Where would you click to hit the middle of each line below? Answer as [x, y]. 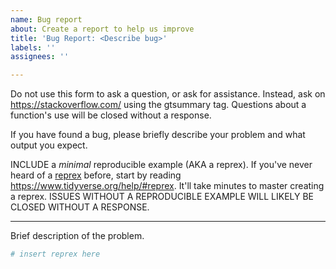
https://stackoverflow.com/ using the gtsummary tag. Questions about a [158, 105]
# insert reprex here [55, 254]
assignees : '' [40, 57]
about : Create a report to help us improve [102, 29]
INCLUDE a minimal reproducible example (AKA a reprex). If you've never [161, 165]
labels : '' [33, 47]
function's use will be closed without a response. [111, 115]
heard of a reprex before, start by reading [96, 175]
